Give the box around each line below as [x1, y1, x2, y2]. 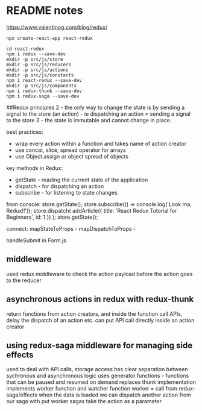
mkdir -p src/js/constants [6, 72, 74, 78]
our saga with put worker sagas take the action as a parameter [6, 398, 162, 405]
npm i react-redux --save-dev [6, 77, 83, 83]
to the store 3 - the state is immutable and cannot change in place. [6, 116, 172, 124]
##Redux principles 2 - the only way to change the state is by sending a [6, 104, 185, 111]
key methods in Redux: [6, 164, 63, 172]
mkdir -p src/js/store [6, 56, 63, 62]
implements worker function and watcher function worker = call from [6, 385, 178, 392]
